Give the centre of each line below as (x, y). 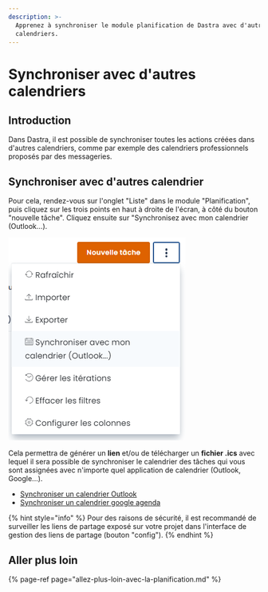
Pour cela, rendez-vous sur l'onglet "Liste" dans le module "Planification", (130, 201)
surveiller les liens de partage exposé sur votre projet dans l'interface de (128, 527)
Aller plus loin (43, 560)
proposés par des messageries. (60, 156)
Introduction (40, 120)
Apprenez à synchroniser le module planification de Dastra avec (126, 25)
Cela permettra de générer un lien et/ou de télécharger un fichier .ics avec (132, 453)
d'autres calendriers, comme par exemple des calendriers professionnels (128, 148)
